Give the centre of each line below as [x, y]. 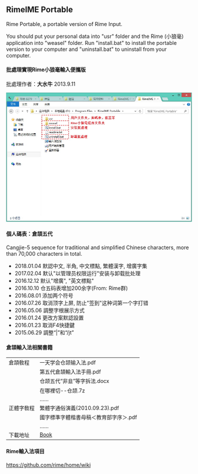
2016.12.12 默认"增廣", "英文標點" [54, 280]
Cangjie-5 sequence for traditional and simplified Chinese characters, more [98, 247]
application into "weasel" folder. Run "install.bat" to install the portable [91, 43]
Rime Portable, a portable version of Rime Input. [64, 24]
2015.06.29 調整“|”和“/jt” [44, 332]
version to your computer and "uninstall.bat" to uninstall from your [86, 49]
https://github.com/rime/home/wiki [49, 465]
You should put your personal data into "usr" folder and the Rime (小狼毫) [95, 36]
